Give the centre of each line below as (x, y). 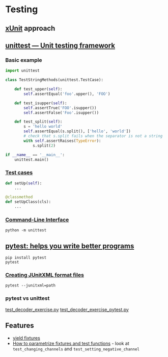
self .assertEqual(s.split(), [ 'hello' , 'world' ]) (77, 131)
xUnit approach (30, 28)
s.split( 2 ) (44, 146)
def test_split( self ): (38, 122)
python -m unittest (26, 230)
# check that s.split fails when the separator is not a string (93, 136)
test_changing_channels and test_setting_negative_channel (76, 349)
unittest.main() (32, 159)
